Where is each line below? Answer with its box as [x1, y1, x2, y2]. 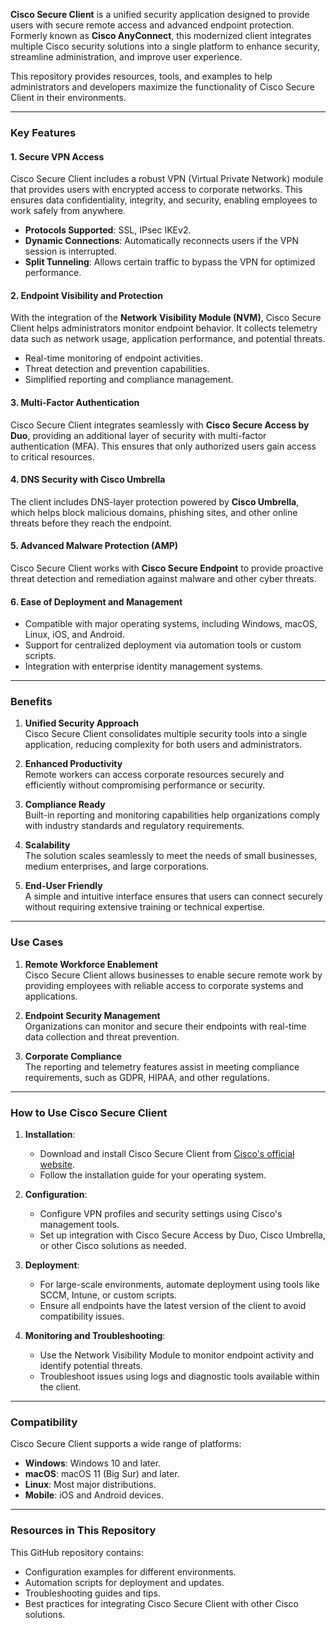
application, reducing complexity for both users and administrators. [24, 739, 303, 751]
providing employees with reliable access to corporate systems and [24, 979, 304, 991]
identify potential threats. [39, 1360, 143, 1372]
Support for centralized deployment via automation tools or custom [24, 639, 302, 651]
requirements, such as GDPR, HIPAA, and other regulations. [24, 1071, 270, 1083]
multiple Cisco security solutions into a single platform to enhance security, [10, 40, 320, 52]
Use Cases [10, 935, 64, 949]
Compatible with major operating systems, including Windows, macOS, [24, 618, 318, 630]
